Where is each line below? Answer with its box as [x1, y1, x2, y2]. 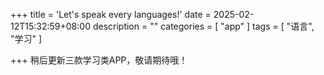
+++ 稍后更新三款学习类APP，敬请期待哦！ [10, 54, 188, 66]
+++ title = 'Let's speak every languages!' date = [10, 9, 212, 20]
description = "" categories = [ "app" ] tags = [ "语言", [92, 20, 315, 32]
